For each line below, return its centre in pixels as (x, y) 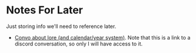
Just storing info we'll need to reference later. (61, 26)
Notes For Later (45, 10)
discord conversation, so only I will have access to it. (79, 44)
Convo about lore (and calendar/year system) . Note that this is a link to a (102, 37)
